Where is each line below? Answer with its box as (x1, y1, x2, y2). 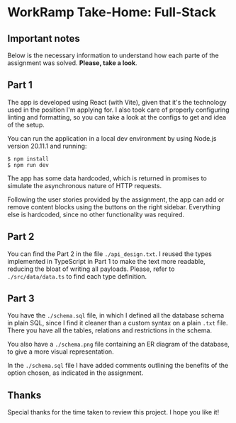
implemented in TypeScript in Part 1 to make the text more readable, (7, 257, 206, 265)
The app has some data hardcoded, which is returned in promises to (7, 174, 207, 182)
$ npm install (7, 155, 50, 163)
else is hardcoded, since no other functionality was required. (7, 210, 185, 219)
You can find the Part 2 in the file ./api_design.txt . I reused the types (7, 249, 213, 258)
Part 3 (7, 293, 35, 305)
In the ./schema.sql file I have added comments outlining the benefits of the (7, 361, 229, 370)
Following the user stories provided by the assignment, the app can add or (7, 195, 225, 204)
